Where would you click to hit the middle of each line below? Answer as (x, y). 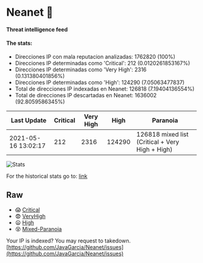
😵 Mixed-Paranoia (38, 229)
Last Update (29, 120)
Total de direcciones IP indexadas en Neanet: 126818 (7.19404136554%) (105, 89)
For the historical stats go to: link (47, 176)
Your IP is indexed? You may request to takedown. (69, 241)
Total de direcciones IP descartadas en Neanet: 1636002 (86, 95)
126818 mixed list (163, 134)
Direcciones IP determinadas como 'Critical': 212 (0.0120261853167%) (102, 63)
